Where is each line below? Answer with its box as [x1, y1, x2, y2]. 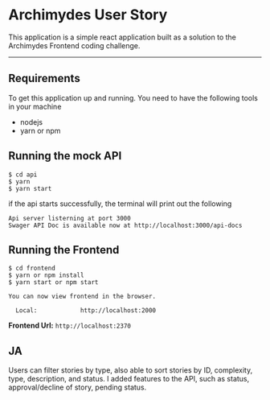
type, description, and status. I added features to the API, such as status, [8, 374, 250, 384]
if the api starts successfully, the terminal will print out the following [8, 199, 232, 208]
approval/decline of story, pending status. [8, 382, 147, 392]
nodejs [19, 117, 43, 126]
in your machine [8, 101, 62, 111]
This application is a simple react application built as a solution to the [8, 32, 237, 42]
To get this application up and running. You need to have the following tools [8, 93, 259, 102]
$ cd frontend [8, 264, 56, 273]
